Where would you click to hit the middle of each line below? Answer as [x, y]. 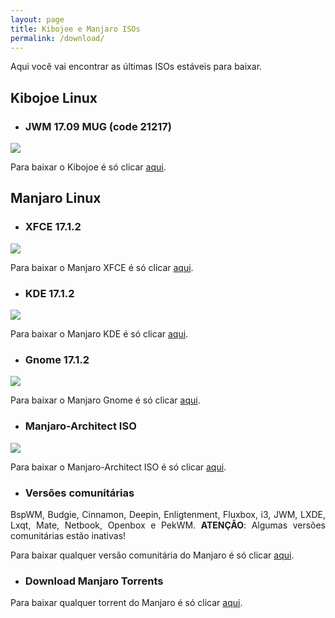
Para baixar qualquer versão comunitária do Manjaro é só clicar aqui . [152, 555]
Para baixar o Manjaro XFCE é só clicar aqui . [102, 267]
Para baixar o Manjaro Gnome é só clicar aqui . [105, 400]
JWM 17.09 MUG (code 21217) [98, 126]
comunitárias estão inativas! [68, 535]
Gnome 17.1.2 [57, 359]
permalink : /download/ [57, 38]
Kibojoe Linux [54, 97]
